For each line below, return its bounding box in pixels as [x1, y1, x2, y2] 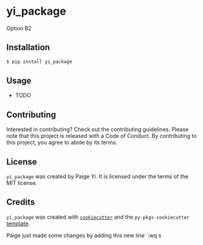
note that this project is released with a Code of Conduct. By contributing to [6, 132, 197, 140]
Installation [6, 42, 50, 53]
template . [6, 219, 31, 227]
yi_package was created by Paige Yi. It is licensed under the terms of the [6, 173, 189, 180]
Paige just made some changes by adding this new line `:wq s [6, 232, 162, 239]
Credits [6, 197, 35, 208]
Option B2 [6, 24, 32, 32]
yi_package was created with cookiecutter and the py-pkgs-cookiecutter [6, 213, 190, 221]
